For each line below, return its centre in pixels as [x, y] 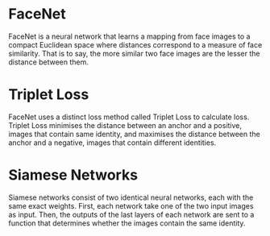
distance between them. [48, 62]
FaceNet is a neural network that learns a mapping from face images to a [129, 36]
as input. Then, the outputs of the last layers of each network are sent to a [131, 214]
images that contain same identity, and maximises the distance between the [134, 134]
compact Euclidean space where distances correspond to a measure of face [135, 44]
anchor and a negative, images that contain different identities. [112, 143]
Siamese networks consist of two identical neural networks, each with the [131, 197]
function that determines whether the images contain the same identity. [127, 223]
